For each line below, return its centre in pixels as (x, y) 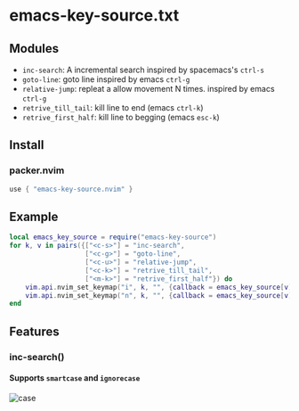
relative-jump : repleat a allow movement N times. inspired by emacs (148, 89)
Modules (34, 49)
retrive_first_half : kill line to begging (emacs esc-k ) (121, 117)
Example (34, 216)
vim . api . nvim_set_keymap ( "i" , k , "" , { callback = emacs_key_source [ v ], (161, 287)
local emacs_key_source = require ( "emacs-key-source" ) (113, 237)
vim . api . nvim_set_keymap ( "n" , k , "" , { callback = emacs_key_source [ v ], (161, 295)
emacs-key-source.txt (94, 16)
